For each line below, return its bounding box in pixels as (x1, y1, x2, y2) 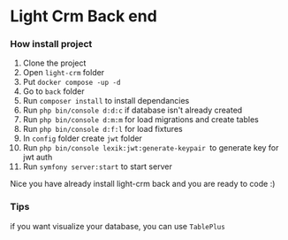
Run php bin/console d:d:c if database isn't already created (22, 105, 243, 116)
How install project (10, 38, 93, 50)
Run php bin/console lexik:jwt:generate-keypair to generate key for (22, 143, 279, 153)
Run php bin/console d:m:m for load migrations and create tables (22, 114, 259, 125)
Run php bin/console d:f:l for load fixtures (22, 124, 184, 135)
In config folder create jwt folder (22, 133, 142, 143)
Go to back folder (22, 86, 85, 97)
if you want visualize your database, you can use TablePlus (10, 221, 226, 231)
